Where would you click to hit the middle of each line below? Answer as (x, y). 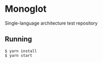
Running (19, 39)
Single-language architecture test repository (51, 23)
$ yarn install (21, 51)
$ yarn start (19, 55)
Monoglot (26, 9)
